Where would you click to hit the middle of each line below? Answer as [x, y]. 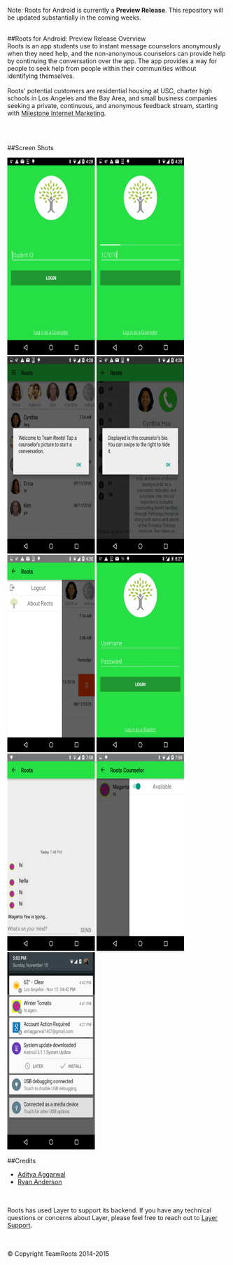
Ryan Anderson [40, 1182]
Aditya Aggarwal [41, 1174]
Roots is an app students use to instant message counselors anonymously [114, 46]
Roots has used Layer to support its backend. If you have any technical [110, 1210]
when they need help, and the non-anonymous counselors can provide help [116, 53]
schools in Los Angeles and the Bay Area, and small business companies [112, 98]
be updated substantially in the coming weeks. [75, 18]
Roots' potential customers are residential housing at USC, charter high [110, 91]
